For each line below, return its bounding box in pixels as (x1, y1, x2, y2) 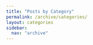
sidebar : (6, 25, 27, 31)
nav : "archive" (11, 30, 49, 36)
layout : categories (6, 19, 54, 25)
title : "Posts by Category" (6, 8, 75, 15)
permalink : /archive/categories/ (6, 14, 88, 20)
